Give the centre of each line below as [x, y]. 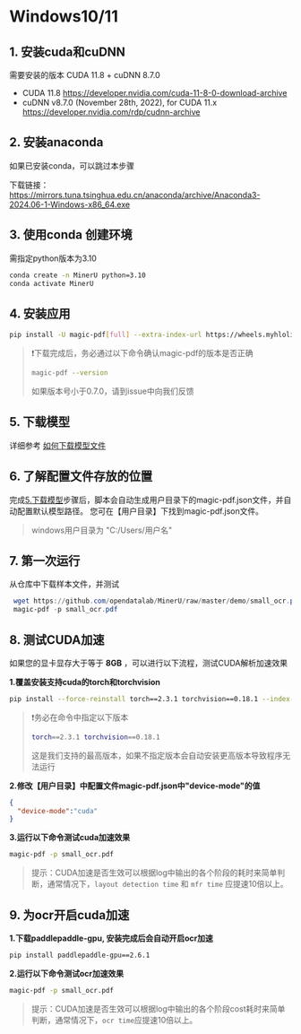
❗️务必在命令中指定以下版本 [80, 717]
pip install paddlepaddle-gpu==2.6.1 [80, 955]
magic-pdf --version [69, 373]
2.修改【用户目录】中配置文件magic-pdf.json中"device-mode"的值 [135, 786]
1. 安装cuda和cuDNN [67, 52]
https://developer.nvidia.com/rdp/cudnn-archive [111, 112]
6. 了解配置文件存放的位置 [81, 477]
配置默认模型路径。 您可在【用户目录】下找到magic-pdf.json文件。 [140, 511]
